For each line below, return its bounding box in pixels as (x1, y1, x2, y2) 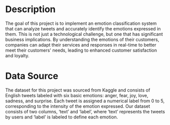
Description (5, 4, 56, 15)
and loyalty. (5, 52, 29, 59)
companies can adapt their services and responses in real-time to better (5, 41, 156, 48)
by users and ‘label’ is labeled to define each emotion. (5, 114, 118, 120)
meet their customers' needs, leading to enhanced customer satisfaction (5, 47, 157, 53)
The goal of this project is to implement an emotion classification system (5, 20, 157, 26)
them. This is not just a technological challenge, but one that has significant (5, 31, 163, 37)
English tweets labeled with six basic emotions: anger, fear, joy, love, (5, 92, 149, 98)
